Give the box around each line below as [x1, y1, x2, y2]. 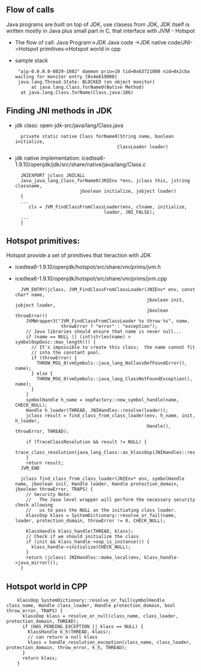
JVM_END [20, 465, 40, 471]
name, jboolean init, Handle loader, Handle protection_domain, [14, 481, 179, 487]
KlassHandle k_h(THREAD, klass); [28, 629, 112, 635]
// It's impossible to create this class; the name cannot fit [31, 345, 196, 351]
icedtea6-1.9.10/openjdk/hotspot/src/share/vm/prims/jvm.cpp [14, 275, 167, 282]
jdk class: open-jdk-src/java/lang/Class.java [14, 121, 124, 129]
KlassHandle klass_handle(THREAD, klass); [26, 528, 134, 534]
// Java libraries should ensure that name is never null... [26, 328, 182, 335]
